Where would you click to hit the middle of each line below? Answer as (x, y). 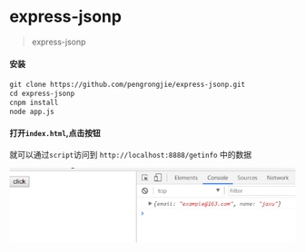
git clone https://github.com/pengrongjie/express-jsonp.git (128, 85)
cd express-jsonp (42, 94)
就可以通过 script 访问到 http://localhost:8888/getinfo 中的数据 (131, 155)
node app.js (32, 112)
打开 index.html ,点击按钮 (55, 132)
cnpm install (34, 103)
